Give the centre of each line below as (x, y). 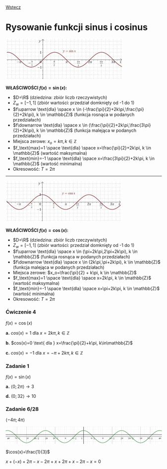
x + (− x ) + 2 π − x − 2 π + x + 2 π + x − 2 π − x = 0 (53, 461)
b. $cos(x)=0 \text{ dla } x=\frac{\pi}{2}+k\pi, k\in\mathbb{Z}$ (69, 343)
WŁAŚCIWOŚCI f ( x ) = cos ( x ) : (37, 230)
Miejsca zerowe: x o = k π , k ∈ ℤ (45, 142)
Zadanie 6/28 (22, 409)
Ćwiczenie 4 (21, 312)
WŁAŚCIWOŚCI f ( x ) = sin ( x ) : (36, 88)
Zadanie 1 (17, 366)
